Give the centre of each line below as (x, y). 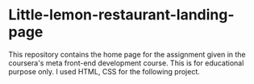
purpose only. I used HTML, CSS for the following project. (104, 71)
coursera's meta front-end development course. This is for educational (126, 63)
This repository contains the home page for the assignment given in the (127, 54)
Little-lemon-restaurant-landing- (122, 15)
